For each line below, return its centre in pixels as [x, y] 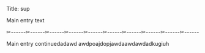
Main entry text [25, 20]
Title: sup [18, 9]
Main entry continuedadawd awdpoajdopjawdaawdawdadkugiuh [88, 44]
